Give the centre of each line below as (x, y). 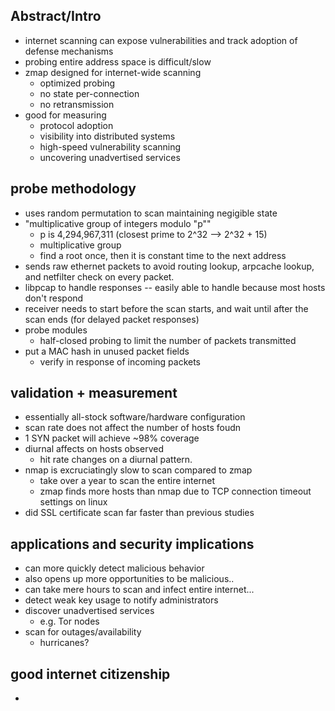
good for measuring (65, 115)
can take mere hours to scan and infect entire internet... (139, 590)
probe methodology (73, 189)
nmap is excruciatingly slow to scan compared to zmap (138, 470)
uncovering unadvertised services (110, 157)
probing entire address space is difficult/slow (118, 61)
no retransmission (77, 104)
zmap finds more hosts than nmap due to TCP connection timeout (175, 491)
